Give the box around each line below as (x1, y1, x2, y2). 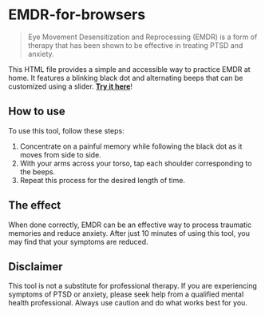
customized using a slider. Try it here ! (8, 82, 133, 91)
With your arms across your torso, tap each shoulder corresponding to (19, 158, 252, 168)
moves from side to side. (19, 150, 101, 159)
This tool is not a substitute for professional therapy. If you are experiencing (8, 281, 258, 291)
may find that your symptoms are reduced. (8, 237, 149, 246)
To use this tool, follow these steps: (8, 126, 125, 135)
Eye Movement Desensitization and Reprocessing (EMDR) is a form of (27, 32, 258, 42)
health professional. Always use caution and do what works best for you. (8, 298, 247, 308)
